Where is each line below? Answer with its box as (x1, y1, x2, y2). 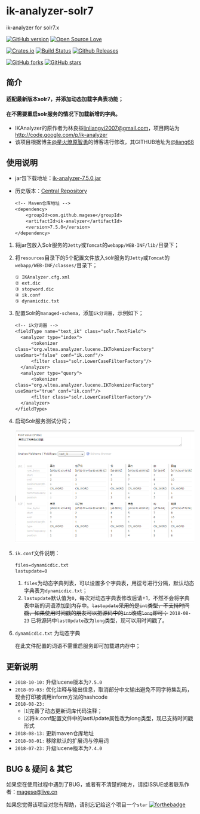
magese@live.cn (17, 788, 58, 795)
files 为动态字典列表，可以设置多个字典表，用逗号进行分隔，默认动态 (23, 580, 195, 587)
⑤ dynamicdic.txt (14, 298, 60, 304)
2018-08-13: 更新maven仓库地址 (14, 730, 94, 737)
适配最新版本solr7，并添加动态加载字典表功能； (6, 95, 124, 102)
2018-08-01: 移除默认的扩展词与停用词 (14, 737, 109, 745)
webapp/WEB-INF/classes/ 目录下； (14, 261, 98, 268)
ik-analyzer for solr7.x (6, 24, 60, 31)
